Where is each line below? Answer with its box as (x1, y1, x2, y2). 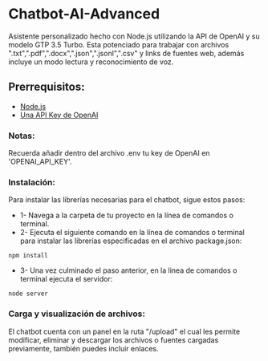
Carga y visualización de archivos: (8, 308, 146, 319)
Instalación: (8, 176, 56, 188)
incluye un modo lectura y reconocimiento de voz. (8, 57, 174, 67)
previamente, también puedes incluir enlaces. (8, 343, 159, 353)
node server (8, 290, 48, 298)
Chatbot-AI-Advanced (8, 5, 160, 23)
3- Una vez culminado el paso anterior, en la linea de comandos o (19, 266, 238, 275)
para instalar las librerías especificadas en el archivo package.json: (19, 236, 242, 245)
